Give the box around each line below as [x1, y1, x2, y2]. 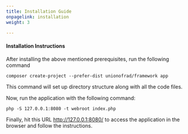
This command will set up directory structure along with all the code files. [6, 83, 183, 90]
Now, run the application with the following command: [6, 94, 136, 101]
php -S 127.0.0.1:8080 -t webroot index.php [6, 105, 116, 111]
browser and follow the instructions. [6, 122, 93, 129]
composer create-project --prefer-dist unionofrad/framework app [6, 73, 168, 79]
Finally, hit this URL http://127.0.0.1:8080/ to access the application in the [6, 116, 180, 123]
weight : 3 [6, 19, 30, 25]
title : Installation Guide [6, 8, 72, 15]
